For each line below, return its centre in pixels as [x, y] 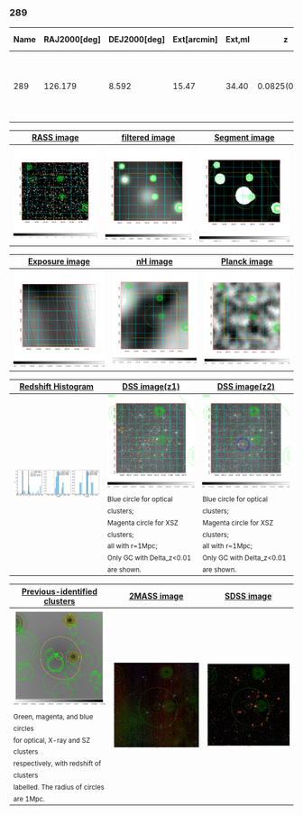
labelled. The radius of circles [59, 787]
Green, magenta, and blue [53, 717]
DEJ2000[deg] [136, 40]
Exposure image [59, 261]
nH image [154, 261]
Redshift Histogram [57, 387]
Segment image [244, 138]
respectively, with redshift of [57, 764]
